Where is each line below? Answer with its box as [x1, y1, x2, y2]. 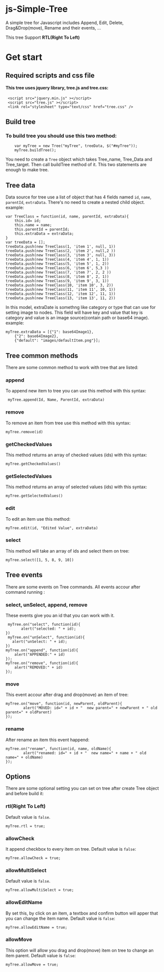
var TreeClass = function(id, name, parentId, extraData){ [5, 214, 129, 219]
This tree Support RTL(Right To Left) [5, 34, 80, 40]
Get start [5, 52, 43, 63]
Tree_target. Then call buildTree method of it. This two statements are [5, 162, 147, 167]
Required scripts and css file [5, 71, 95, 80]
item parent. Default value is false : [5, 952, 76, 958]
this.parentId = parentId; [14, 227, 70, 232]
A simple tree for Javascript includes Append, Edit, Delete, [5, 20, 124, 26]
